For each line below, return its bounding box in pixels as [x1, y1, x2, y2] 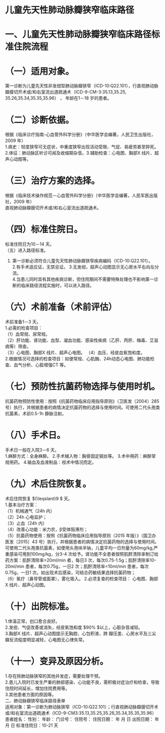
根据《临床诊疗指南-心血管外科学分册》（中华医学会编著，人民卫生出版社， [5, 132, 156, 138]
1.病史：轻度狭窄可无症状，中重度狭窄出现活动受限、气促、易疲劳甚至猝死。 [5, 144, 159, 150]
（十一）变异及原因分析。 [5, 656, 109, 667]
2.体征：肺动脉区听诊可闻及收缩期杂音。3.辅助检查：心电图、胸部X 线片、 [5, 150, 155, 156]
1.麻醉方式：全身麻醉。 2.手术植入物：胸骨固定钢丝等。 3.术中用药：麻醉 [5, 453, 152, 459]
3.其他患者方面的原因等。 [5, 691, 56, 698]
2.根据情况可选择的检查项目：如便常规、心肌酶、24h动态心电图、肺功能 [5, 356, 151, 362]
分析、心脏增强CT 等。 [22, 362, 69, 368]
